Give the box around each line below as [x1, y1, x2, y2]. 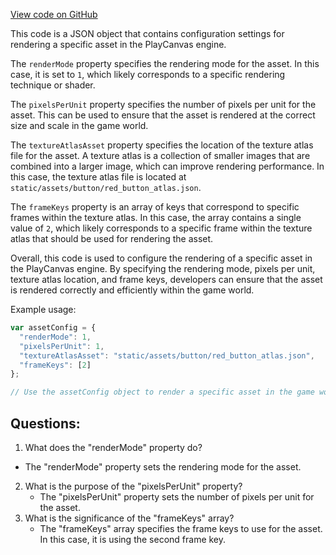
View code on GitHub [10, 9, 98, 20]
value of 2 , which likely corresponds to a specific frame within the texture [10, 222, 313, 234]
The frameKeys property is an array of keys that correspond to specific [10, 201, 300, 213]
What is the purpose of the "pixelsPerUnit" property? [24, 480, 243, 492]
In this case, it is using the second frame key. [39, 533, 227, 545]
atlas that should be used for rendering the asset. [10, 233, 214, 244]
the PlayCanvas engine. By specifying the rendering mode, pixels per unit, [10, 263, 316, 274]
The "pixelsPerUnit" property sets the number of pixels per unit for [39, 490, 315, 503]
